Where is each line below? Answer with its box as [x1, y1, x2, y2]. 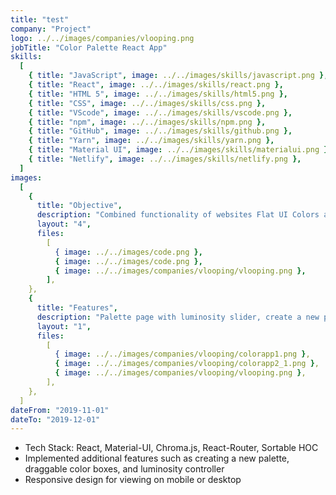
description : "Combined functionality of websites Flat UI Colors [36, 210, 320, 220]
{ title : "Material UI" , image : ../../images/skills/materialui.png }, [28, 145, 333, 155]
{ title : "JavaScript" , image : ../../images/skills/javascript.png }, [28, 71, 329, 81]
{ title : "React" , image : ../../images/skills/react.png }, [28, 80, 284, 90]
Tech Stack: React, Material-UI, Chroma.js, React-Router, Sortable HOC [24, 442, 319, 454]
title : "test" [10, 14, 70, 25]
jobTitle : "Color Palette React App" [10, 42, 168, 53]
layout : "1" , [36, 321, 92, 331]
